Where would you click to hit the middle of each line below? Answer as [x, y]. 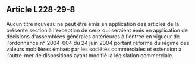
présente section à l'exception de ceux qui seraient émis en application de [97, 30]
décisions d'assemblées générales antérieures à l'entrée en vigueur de [93, 36]
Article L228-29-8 [41, 10]
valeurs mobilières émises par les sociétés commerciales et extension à [94, 49]
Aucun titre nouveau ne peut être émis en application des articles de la [93, 24]
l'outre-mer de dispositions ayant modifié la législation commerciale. [90, 55]
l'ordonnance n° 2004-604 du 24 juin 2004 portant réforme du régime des [98, 43]
